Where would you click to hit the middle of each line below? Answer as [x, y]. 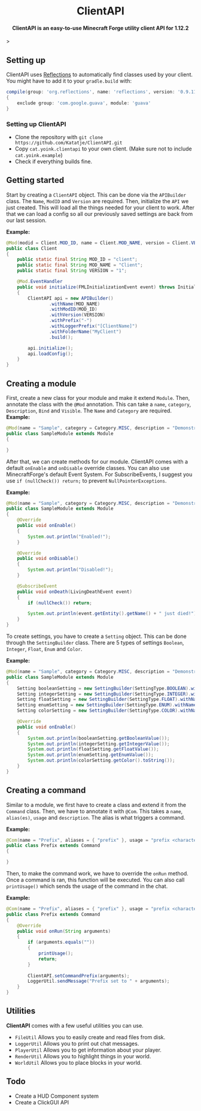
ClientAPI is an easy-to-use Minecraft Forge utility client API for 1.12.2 [100, 28]
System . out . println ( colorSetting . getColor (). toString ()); [101, 761]
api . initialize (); [51, 348]
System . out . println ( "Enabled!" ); [69, 537]
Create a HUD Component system [57, 1096]
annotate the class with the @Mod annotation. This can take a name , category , [99, 404]
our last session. [26, 220]
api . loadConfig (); [51, 354]
